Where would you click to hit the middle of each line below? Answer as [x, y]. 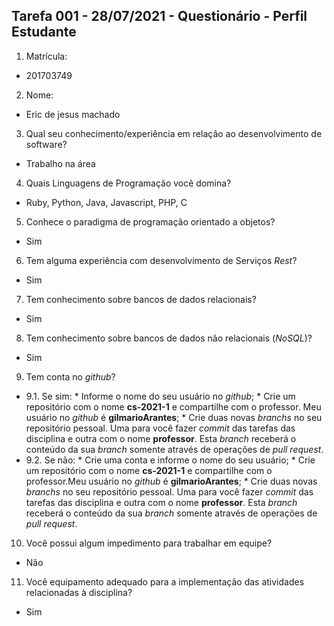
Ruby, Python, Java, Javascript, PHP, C [106, 202]
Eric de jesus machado [73, 114]
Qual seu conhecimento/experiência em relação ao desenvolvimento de [174, 133]
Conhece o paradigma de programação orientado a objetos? [150, 221]
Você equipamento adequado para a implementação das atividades [165, 581]
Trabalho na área [60, 163]
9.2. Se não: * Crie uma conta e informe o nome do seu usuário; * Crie [170, 460]
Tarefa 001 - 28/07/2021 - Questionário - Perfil [159, 16]
